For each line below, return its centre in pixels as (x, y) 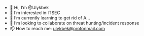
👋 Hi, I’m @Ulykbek (29, 8)
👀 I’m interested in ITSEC (35, 13)
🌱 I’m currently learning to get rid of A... (50, 18)
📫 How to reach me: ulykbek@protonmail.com (57, 28)
